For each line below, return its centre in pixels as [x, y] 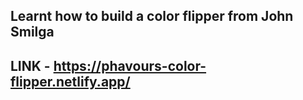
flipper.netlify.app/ [70, 81]
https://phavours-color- [130, 65]
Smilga [32, 32]
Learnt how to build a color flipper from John [152, 16]
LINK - [30, 65]
